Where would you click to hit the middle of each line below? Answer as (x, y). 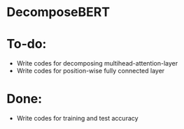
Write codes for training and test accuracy (77, 119)
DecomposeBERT (58, 12)
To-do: (27, 44)
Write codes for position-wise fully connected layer (91, 71)
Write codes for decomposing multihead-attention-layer (97, 63)
